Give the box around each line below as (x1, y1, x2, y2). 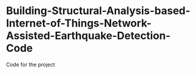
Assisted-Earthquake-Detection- (6, 29, 171, 42)
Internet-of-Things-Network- (6, 16, 151, 30)
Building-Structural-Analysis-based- (6, 4, 191, 18)
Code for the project (6, 60, 55, 68)
